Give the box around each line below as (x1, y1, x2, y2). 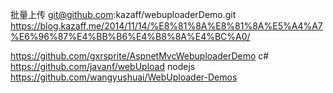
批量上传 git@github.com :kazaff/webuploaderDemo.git (10, 9, 237, 20)
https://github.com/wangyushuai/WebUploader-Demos (10, 71, 238, 83)
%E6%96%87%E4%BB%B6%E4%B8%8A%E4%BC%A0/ (10, 31, 251, 42)
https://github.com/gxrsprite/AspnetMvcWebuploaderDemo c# (10, 50, 270, 62)
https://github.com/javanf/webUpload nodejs (10, 61, 196, 72)
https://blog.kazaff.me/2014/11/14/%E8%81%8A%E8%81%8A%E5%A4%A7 (10, 20, 323, 32)
